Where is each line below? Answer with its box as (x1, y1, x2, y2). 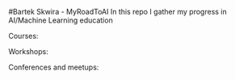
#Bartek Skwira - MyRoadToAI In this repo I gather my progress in (8, 7, 228, 16)
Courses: (8, 32, 39, 40)
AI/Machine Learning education (8, 15, 113, 25)
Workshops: (8, 47, 48, 56)
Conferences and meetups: (8, 62, 99, 72)
